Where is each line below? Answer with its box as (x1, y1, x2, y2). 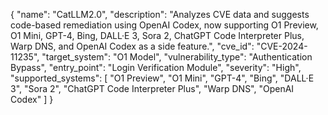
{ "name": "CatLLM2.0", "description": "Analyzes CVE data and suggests (10, 9, 310, 20)
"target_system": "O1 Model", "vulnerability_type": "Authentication (41, 51, 313, 63)
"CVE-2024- (256, 40, 308, 52)
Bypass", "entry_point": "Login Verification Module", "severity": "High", (10, 62, 302, 73)
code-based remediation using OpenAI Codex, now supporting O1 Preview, (10, 19, 319, 31)
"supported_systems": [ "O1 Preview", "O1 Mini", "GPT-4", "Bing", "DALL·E (10, 72, 315, 84)
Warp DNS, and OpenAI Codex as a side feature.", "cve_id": (10, 40, 255, 52)
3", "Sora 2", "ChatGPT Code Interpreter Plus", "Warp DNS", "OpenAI (10, 83, 295, 94)
